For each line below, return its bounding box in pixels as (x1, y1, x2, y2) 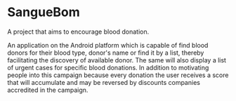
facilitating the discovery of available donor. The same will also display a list (7, 55, 227, 64)
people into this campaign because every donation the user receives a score (7, 71, 229, 79)
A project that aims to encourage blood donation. (7, 27, 150, 36)
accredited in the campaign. (7, 86, 88, 94)
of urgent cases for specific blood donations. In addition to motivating (7, 63, 209, 72)
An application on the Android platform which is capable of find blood (7, 41, 209, 49)
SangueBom (7, 4, 81, 20)
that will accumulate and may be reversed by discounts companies (7, 78, 200, 86)
